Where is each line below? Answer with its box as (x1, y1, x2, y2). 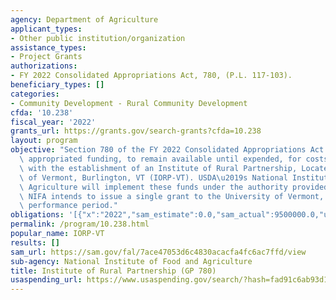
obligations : (10, 210, 65, 220)
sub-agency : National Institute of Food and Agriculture (10, 256, 253, 266)
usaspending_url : (10, 275, 83, 285)
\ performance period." (19, 201, 118, 211)
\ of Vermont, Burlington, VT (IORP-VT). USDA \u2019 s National (19, 172, 288, 183)
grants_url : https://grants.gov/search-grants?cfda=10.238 (10, 126, 262, 136)
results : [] (10, 237, 60, 248)
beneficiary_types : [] (10, 80, 105, 90)
